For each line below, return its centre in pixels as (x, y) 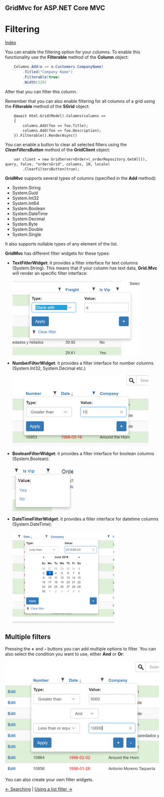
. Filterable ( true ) (41, 77)
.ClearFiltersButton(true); (51, 169)
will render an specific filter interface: (50, 273)
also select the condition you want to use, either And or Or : (65, 654)
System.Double (27, 229)
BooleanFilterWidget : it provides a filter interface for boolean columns (83, 453)
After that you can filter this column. (41, 91)
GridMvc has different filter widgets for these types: (58, 253)
